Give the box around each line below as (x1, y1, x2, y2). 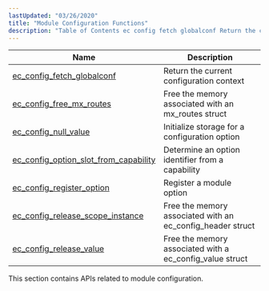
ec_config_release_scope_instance (12, 210, 144, 221)
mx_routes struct (163, 109, 227, 120)
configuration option (163, 131, 240, 142)
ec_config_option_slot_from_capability (12, 154, 156, 165)
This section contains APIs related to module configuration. (8, 273, 204, 284)
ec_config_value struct (163, 253, 248, 265)
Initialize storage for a (163, 122, 245, 133)
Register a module (163, 177, 232, 189)
